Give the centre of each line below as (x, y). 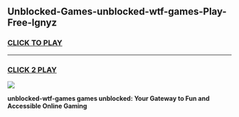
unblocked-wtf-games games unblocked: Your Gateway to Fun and (108, 98)
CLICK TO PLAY (35, 43)
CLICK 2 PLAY (32, 69)
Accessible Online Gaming (47, 106)
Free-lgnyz (32, 23)
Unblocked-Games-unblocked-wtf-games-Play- (117, 12)
